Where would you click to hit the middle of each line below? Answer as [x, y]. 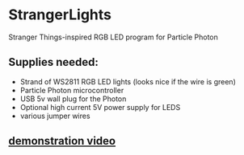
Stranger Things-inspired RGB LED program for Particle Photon [113, 37]
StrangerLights [60, 15]
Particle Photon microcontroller [72, 90]
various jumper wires [55, 116]
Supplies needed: [54, 62]
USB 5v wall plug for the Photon [73, 99]
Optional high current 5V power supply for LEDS [100, 107]
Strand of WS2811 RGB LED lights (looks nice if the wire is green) [128, 81]
